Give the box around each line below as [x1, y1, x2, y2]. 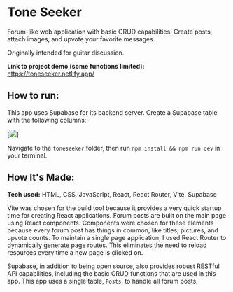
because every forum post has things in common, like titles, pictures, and [7, 225, 219, 235]
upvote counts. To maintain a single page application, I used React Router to [7, 233, 227, 242]
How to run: [7, 90, 59, 102]
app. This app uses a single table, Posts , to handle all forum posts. [7, 277, 198, 285]
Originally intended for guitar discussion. [7, 48, 125, 57]
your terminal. [7, 151, 48, 160]
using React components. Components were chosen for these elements [7, 218, 214, 227]
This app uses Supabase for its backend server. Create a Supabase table [7, 108, 218, 116]
